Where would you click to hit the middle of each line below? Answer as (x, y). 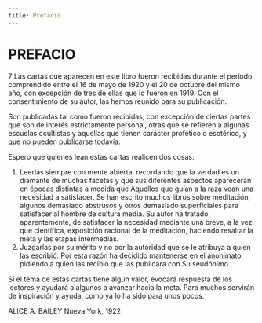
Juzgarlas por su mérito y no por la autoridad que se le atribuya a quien (135, 247)
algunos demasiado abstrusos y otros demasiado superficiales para (129, 205)
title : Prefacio (35, 15)
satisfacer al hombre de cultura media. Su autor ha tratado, (115, 214)
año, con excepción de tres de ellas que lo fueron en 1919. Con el (113, 93)
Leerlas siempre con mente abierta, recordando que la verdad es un (129, 172)
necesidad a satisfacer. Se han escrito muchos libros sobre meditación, (135, 196)
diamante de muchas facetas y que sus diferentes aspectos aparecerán (135, 180)
